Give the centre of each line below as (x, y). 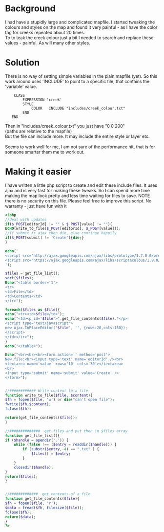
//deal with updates (26, 220)
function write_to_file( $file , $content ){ (49, 395)
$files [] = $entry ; (51, 454)
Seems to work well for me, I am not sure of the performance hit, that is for (80, 147)
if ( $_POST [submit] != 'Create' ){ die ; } (44, 238)
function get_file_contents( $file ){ (42, 499)
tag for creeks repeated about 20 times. (45, 32)
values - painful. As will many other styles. (48, 43)
